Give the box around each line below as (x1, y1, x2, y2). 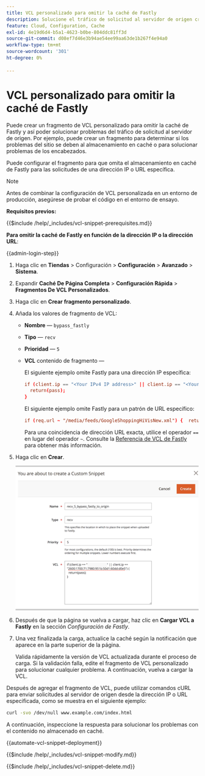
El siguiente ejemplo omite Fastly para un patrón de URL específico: (24, 405, 195, 413)
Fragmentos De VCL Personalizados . (15, 286, 110, 293)
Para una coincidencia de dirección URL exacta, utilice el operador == (24, 429, 199, 436)
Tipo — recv (24, 333, 56, 341)
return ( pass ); (29, 388, 66, 394)
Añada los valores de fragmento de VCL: (15, 310, 118, 317)
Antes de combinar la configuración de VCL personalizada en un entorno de (6, 189, 198, 196)
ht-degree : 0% (6, 55, 43, 61)
